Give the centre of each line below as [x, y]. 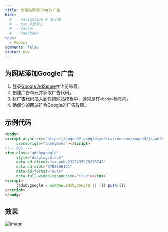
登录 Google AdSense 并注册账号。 [47, 86]
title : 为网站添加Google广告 [33, 10]
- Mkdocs [19, 43]
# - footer [22, 29]
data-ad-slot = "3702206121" [44, 167]
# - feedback [24, 33]
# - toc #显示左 [26, 24]
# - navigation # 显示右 [35, 19]
